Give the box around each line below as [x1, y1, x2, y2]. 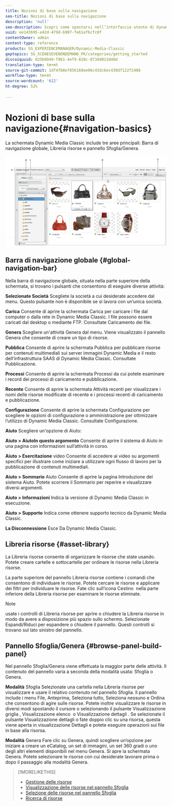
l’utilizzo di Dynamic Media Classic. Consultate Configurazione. [5, 418, 139, 424]
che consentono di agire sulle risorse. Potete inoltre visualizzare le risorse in [5, 700, 166, 706]
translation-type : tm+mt [5, 62, 58, 68]
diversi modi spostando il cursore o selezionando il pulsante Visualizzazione [5, 706, 166, 712]
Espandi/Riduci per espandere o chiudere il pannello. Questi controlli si [5, 621, 155, 627]
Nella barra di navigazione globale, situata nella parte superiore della [5, 277, 150, 284]
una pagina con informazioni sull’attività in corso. [5, 443, 109, 449]
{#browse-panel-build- [86, 641, 162, 650]
